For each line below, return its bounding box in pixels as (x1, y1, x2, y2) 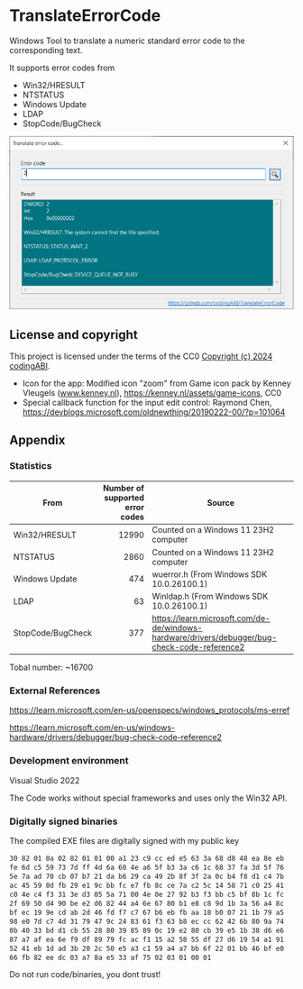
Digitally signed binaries (9, 815, 118, 828)
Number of (102, 483, 144, 494)
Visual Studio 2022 (9, 774, 80, 785)
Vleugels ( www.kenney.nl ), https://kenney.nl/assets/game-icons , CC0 (22, 388, 282, 398)
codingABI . (9, 361, 50, 371)
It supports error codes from (9, 62, 115, 73)
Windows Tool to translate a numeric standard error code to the (9, 35, 245, 46)
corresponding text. (9, 44, 83, 55)
